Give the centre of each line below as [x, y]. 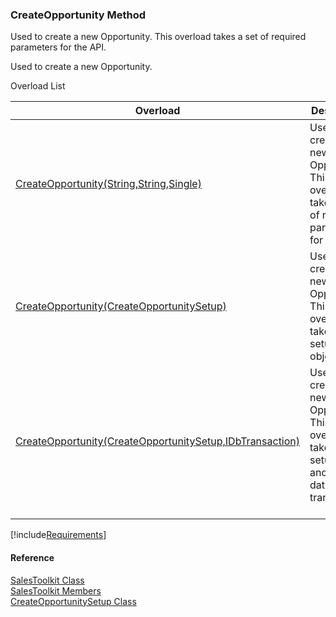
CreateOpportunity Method [78, 15]
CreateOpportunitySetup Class [73, 601]
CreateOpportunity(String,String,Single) [108, 184]
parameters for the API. [58, 47]
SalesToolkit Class [47, 580]
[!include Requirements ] [58, 535]
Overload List [38, 86]
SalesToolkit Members [56, 590]
